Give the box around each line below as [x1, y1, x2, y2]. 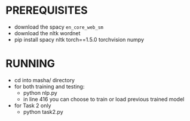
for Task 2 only [14, 102, 51, 109]
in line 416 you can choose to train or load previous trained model [23, 95, 185, 103]
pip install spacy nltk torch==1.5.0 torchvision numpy [14, 36, 145, 43]
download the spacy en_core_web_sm [14, 23, 104, 30]
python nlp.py [23, 89, 57, 96]
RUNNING [5, 57, 55, 70]
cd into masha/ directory [14, 76, 75, 83]
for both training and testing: [14, 83, 85, 90]
